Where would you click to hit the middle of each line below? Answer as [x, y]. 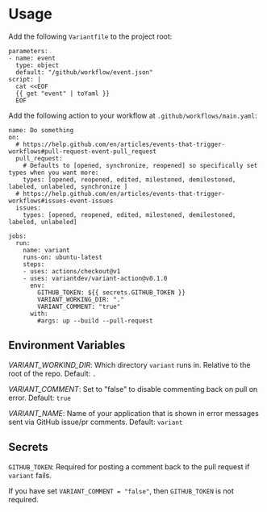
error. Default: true [40, 398]
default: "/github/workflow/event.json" [84, 72]
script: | [25, 79]
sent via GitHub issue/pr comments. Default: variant [96, 422]
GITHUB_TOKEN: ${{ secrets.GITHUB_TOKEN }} [111, 292]
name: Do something [41, 130]
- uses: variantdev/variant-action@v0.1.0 [95, 278]
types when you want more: [54, 173]
